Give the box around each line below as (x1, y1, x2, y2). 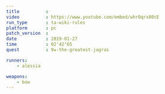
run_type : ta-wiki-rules (6, 19, 85, 25)
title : (6, 8, 49, 15)
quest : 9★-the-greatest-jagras (6, 47, 110, 53)
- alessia (16, 63, 41, 69)
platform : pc (6, 25, 57, 31)
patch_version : (6, 31, 49, 36)
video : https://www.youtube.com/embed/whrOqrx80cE (6, 14, 160, 20)
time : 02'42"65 (6, 42, 72, 48)
